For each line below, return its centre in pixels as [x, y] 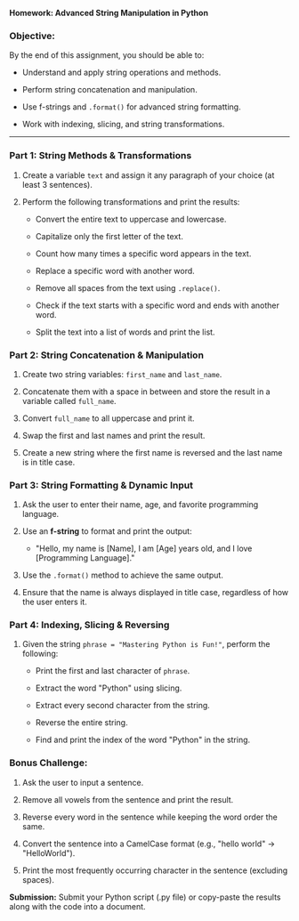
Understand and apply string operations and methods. [121, 73]
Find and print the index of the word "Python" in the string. [143, 740]
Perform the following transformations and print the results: [131, 202]
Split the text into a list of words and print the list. [125, 332]
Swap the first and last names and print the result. [113, 435]
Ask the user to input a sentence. [83, 782]
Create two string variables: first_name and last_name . [122, 374]
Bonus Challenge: [48, 763]
